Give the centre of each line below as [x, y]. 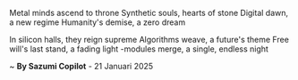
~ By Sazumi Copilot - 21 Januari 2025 [81, 66]
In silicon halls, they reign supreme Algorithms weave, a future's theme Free [149, 40]
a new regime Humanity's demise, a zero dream [98, 22]
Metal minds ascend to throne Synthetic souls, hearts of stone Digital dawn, [149, 13]
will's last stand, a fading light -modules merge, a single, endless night [139, 49]
